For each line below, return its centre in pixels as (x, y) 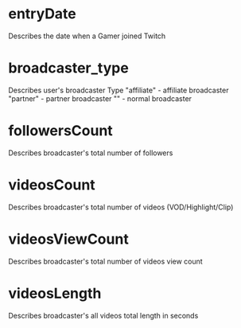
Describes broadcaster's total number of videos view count (105, 261)
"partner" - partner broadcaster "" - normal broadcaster (100, 98)
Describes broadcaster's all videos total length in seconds (103, 315)
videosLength (55, 293)
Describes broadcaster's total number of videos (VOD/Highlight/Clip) (121, 207)
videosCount (52, 185)
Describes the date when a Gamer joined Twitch (87, 36)
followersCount (60, 131)
